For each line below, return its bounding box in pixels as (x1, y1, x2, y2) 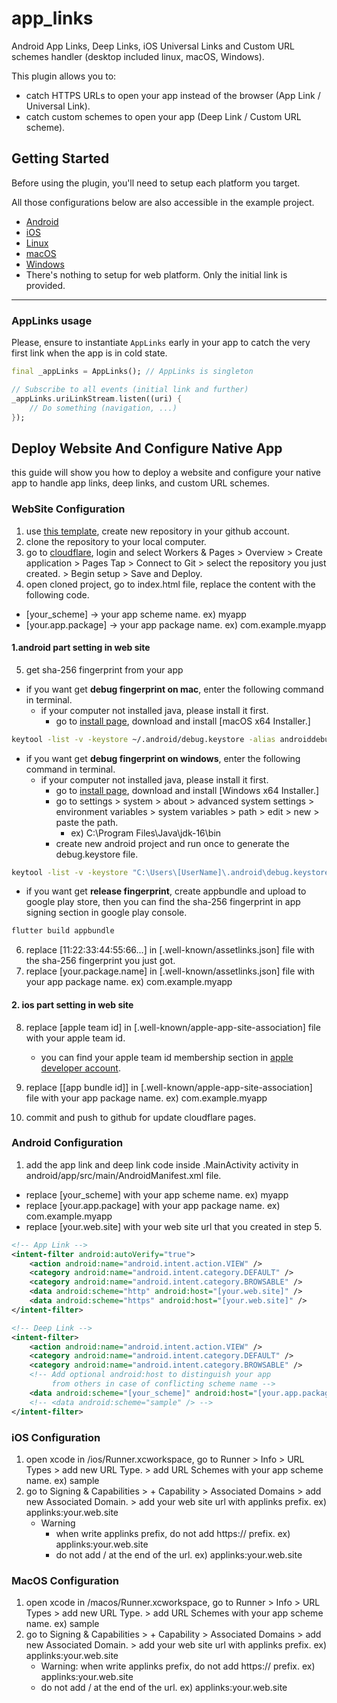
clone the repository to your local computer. (25, 535, 207, 547)
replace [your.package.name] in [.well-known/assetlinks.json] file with (25, 965, 316, 977)
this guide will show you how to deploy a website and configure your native (11, 467, 321, 479)
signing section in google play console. (25, 907, 188, 919)
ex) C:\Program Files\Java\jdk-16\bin (70, 827, 222, 839)
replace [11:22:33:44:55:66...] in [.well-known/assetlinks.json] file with (25, 944, 315, 956)
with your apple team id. (25, 1032, 126, 1044)
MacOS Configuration (11, 1573, 120, 1587)
